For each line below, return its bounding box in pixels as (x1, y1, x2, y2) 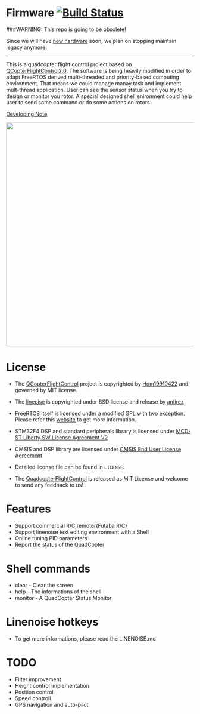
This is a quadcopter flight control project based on (6, 60, 132, 68)
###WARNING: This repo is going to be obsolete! (6, 26, 126, 33)
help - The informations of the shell (14, 588, 102, 595)
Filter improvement (14, 675, 61, 683)
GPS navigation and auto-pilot (14, 701, 89, 708)
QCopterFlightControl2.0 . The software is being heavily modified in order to (6, 67, 192, 74)
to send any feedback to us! (14, 481, 83, 488)
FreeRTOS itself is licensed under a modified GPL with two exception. (14, 410, 186, 417)
